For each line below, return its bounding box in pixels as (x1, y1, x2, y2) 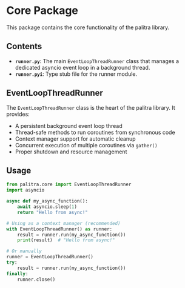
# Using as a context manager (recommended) (6, 220, 121, 226)
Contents (6, 41, 42, 52)
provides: (6, 110, 30, 118)
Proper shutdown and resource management (15, 148, 127, 155)
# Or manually (6, 248, 42, 255)
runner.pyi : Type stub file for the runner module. (15, 70, 138, 78)
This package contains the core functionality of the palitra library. (6, 24, 170, 31)
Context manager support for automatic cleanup (15, 135, 136, 142)
